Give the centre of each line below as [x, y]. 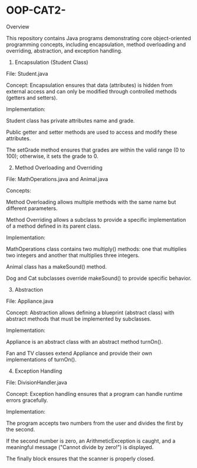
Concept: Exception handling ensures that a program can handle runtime [94, 393]
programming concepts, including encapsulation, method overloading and [96, 44]
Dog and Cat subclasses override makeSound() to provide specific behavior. [99, 278]
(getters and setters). [32, 98]
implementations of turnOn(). [41, 359]
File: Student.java [27, 73]
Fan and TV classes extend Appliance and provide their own [79, 353]
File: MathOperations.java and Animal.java [57, 179]
